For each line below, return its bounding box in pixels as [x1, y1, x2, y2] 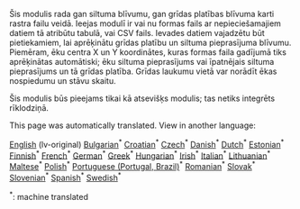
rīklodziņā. [9, 103, 50, 113]
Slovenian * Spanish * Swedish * [9, 170, 122, 183]
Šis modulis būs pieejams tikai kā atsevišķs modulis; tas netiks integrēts [9, 93, 276, 104]
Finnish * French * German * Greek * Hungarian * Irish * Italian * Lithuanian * [9, 149, 271, 161]
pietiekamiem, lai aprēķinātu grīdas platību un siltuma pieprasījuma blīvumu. [9, 37, 292, 48]
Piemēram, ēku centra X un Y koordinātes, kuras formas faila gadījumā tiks [9, 47, 286, 58]
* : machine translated [9, 189, 88, 202]
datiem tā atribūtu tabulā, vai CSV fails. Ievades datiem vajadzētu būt [9, 28, 265, 38]
